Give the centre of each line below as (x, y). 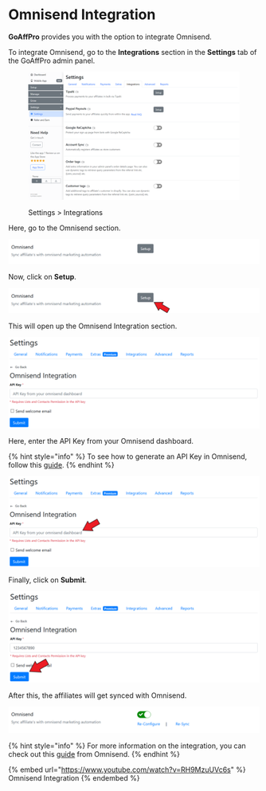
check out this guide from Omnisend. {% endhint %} (94, 754)
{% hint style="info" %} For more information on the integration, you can (127, 746)
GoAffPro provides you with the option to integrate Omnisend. (110, 37)
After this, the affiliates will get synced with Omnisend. (98, 695)
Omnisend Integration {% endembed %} (74, 778)
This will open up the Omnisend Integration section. (93, 326)
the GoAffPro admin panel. (52, 61)
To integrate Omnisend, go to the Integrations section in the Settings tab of (133, 52)
